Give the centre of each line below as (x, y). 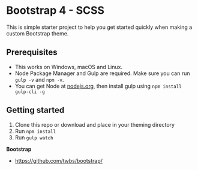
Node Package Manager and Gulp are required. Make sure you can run (102, 73)
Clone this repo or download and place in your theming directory (95, 124)
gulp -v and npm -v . (39, 79)
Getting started (35, 110)
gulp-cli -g (30, 92)
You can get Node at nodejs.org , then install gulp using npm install (98, 86)
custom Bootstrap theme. (37, 33)
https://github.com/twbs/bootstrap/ (59, 160)
